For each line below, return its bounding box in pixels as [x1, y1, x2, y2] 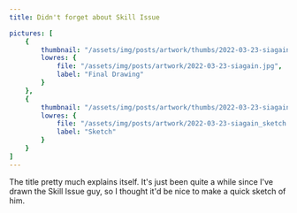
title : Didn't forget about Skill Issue [9, 12, 161, 22]
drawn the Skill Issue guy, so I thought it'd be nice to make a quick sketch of [9, 186, 286, 196]
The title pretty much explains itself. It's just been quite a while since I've [9, 176, 274, 186]
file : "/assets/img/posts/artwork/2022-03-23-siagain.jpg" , [56, 62, 283, 71]
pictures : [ [9, 28, 53, 38]
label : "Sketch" [56, 127, 117, 137]
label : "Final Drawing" [56, 70, 144, 80]
